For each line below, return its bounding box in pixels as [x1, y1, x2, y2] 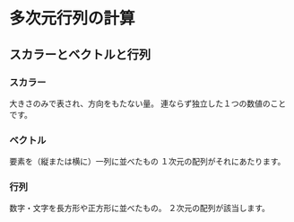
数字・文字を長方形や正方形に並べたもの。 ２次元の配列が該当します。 [9, 203, 271, 214]
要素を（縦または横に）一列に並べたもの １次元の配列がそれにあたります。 [9, 156, 286, 167]
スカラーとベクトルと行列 [9, 47, 151, 62]
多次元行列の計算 [9, 8, 136, 29]
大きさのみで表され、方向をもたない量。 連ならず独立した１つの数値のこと [9, 98, 287, 109]
